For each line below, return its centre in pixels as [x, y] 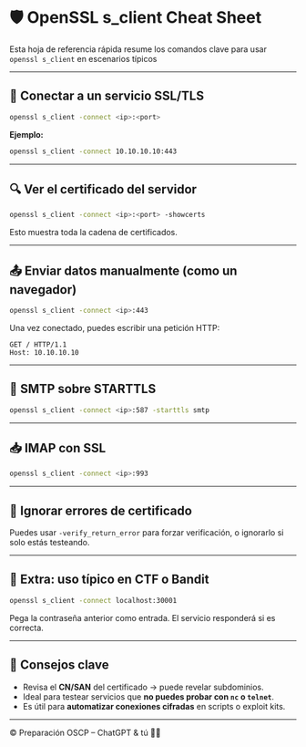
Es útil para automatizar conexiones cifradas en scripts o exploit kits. [154, 706]
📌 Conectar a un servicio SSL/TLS [107, 96]
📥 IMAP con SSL [58, 448]
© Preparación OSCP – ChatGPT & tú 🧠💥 [85, 732]
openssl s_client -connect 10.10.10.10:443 [93, 151]
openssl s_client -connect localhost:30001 [93, 600]
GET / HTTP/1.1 [38, 344]
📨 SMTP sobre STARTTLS [83, 389]
